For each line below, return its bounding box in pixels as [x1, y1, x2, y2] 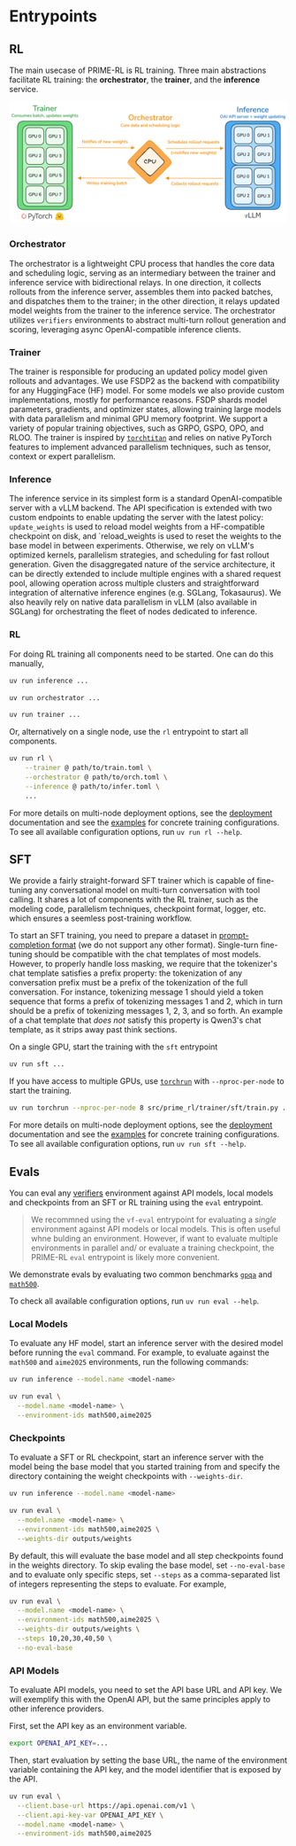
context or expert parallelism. [9, 451, 117, 462]
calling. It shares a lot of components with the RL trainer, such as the [9, 894, 259, 905]
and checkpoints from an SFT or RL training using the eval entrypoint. [9, 1197, 263, 1208]
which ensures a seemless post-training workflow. [9, 913, 193, 923]
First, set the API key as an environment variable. [9, 1721, 187, 1732]
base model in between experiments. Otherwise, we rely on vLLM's [9, 541, 254, 551]
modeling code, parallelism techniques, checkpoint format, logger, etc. [9, 904, 267, 915]
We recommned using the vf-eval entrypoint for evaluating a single [30, 1214, 277, 1225]
